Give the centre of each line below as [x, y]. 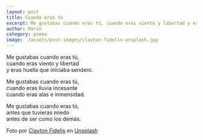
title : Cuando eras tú [35, 17]
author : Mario [24, 29]
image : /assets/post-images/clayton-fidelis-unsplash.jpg [82, 40]
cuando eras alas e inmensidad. [46, 94]
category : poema [27, 34]
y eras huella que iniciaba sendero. [50, 70]
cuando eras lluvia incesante [42, 88]
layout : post [23, 12]
